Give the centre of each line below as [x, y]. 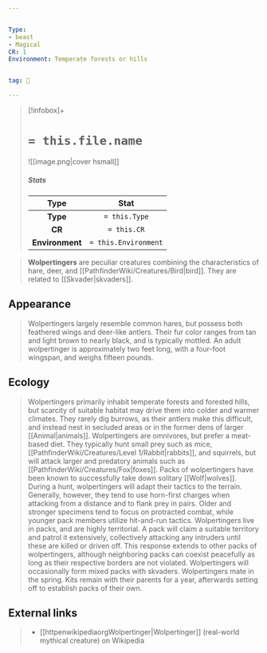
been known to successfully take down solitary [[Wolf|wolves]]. [132, 478]
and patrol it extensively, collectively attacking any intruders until [134, 537]
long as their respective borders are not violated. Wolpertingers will [138, 562]
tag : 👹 [19, 81]
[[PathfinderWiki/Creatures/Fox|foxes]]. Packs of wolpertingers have [140, 469]
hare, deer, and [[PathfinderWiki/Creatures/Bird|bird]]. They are [132, 270]
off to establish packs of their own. [85, 588]
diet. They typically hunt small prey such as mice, [132, 444]
